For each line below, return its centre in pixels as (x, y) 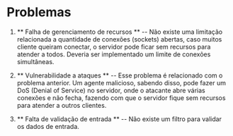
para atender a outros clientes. (62, 105)
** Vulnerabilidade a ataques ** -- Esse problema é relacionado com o (120, 75)
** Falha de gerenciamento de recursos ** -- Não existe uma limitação (120, 32)
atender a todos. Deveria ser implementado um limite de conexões (114, 54)
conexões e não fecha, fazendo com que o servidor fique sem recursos (121, 98)
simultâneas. (35, 61)
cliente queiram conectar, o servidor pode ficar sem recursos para (114, 47)
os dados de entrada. (48, 126)
